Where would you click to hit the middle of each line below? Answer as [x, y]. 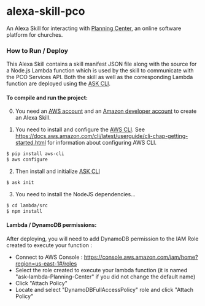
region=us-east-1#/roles [46, 264]
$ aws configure [27, 160]
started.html [30, 143]
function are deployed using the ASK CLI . [59, 83]
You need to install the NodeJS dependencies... [75, 194]
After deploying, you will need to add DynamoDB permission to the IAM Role [102, 239]
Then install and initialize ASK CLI [57, 171]
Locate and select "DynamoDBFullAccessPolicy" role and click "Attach [104, 290]
